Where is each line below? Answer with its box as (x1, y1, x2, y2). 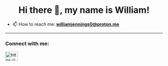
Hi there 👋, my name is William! (18, 4, 150, 16)
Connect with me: (5, 40, 49, 47)
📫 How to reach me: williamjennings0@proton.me (12, 21, 119, 27)
